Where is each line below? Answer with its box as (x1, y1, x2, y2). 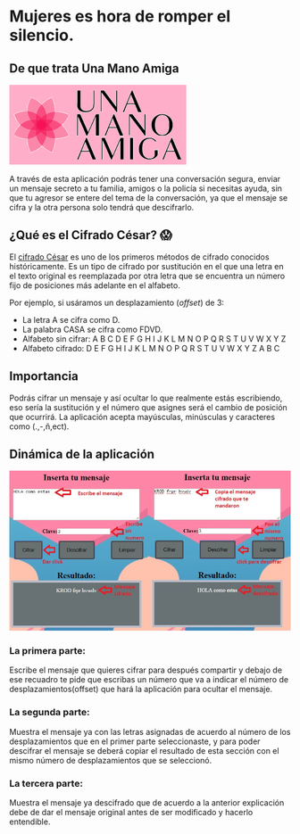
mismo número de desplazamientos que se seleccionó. (9, 755, 212, 765)
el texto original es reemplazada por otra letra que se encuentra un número (9, 270, 286, 281)
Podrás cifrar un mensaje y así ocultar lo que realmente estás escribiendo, (9, 392, 283, 403)
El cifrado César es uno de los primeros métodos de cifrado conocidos (9, 252, 270, 262)
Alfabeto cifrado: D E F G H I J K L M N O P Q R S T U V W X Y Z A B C (21, 343, 280, 353)
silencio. (9, 25, 74, 45)
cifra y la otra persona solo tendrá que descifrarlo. (9, 202, 195, 212)
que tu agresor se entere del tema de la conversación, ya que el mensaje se (9, 193, 288, 202)
